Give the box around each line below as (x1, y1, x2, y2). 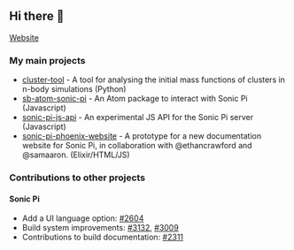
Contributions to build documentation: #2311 (21, 231, 184, 243)
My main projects (9, 54, 86, 66)
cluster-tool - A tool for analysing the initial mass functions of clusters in (21, 74, 286, 85)
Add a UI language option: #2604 (21, 213, 144, 223)
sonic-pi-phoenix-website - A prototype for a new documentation (21, 131, 262, 141)
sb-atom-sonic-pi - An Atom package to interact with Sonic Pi (21, 94, 248, 104)
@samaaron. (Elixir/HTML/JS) (21, 149, 130, 160)
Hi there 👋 (9, 9, 65, 24)
